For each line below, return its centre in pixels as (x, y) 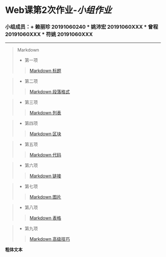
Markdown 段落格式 (50, 92)
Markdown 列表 (45, 113)
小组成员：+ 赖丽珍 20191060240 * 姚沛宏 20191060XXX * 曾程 (82, 27)
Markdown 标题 (45, 71)
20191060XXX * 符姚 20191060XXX (49, 34)
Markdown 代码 (45, 155)
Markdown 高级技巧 (50, 239)
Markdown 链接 (45, 176)
